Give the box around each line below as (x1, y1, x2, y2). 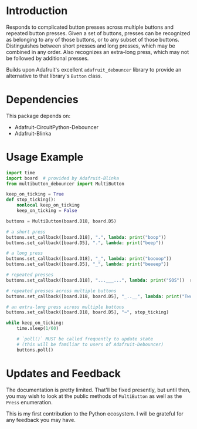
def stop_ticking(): (6, 197, 57, 203)
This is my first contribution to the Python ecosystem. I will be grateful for (6, 410, 184, 417)
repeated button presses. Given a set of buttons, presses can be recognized (6, 29, 191, 36)
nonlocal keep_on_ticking (16, 202, 80, 208)
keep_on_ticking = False (16, 208, 77, 214)
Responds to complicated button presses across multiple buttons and (6, 23, 174, 31)
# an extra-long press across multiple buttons (6, 304, 125, 310)
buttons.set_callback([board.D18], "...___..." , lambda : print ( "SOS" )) (6, 277, 185, 283)
